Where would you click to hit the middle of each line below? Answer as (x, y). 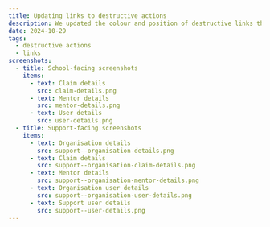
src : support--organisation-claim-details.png (117, 166)
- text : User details (66, 113)
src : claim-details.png (77, 91)
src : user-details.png (75, 121)
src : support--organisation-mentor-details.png (118, 181)
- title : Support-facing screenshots (79, 128)
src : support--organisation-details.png (106, 151)
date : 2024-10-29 (37, 31)
